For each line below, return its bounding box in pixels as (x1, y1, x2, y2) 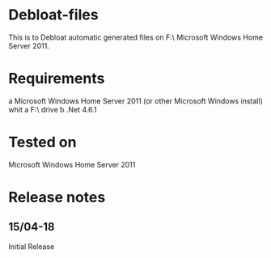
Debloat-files (8, 6, 99, 24)
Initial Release (8, 241, 55, 252)
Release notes (8, 188, 106, 206)
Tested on (8, 133, 77, 151)
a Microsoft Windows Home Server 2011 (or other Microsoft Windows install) (8, 95, 263, 106)
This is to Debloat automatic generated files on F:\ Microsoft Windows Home (8, 32, 264, 42)
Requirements (8, 70, 105, 88)
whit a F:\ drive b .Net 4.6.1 (8, 104, 97, 114)
